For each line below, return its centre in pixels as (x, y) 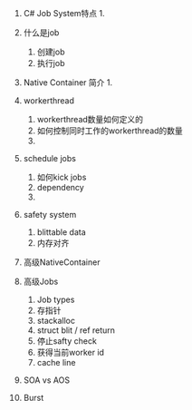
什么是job (41, 33)
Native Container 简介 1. (67, 83)
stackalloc (56, 321)
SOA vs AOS (47, 380)
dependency (60, 187)
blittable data (62, 232)
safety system (50, 215)
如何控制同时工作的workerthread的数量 (110, 131)
